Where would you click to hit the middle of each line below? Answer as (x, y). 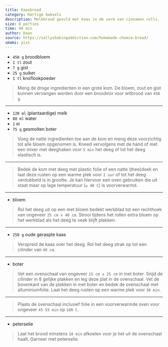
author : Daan (19, 33)
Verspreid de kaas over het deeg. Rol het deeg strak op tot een (82, 244)
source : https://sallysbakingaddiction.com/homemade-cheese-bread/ (77, 38)
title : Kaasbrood (23, 10)
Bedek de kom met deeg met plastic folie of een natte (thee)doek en (88, 169)
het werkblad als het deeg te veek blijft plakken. (66, 220)
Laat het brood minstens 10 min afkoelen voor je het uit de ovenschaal (89, 333)
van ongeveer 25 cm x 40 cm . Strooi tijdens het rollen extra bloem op (88, 214)
